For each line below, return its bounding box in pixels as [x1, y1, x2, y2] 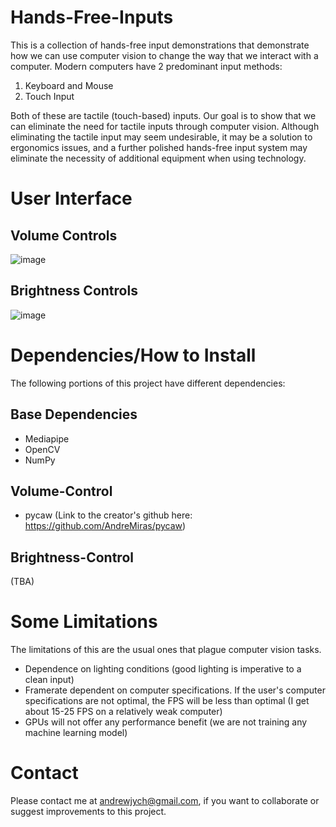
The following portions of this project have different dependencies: [10, 377, 286, 389]
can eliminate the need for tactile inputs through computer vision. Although [10, 120, 320, 132]
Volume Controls [10, 227, 118, 244]
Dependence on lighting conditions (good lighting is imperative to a [24, 663, 302, 675]
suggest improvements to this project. [10, 806, 167, 817]
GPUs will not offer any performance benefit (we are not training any [24, 716, 308, 728]
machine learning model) [24, 727, 128, 739]
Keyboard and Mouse [24, 79, 114, 91]
